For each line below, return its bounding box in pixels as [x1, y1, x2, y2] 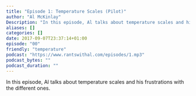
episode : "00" [6, 41, 41, 47]
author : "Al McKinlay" [6, 14, 61, 20]
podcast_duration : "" [6, 62, 59, 69]
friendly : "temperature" [6, 47, 66, 52]
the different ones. [6, 85, 51, 92]
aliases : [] [6, 24, 35, 31]
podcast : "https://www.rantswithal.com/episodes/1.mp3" [6, 52, 145, 58]
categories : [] [6, 30, 43, 36]
